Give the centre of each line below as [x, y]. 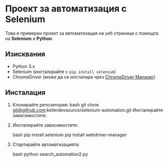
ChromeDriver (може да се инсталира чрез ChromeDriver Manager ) [84, 77]
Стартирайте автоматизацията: [46, 144]
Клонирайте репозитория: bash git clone [56, 104]
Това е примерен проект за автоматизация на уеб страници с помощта [82, 33]
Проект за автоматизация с [66, 9]
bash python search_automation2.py [50, 154]
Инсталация [25, 93]
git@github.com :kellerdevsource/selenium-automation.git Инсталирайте [88, 110]
